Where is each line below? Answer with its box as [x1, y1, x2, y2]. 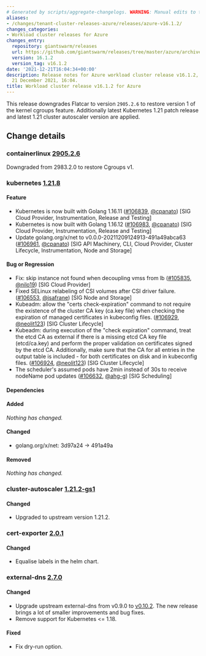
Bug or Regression [6, 260, 55, 268]
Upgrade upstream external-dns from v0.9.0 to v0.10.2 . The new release [15, 602, 198, 609]
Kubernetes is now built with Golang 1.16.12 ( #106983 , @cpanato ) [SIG [15, 221, 192, 228]
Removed [6, 456, 31, 463]
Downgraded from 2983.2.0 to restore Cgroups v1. [6, 163, 134, 171]
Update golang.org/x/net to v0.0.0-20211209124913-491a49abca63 [15, 233, 186, 241]
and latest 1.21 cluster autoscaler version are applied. [6, 113, 140, 120]
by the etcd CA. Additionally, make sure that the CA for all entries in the [15, 346, 195, 354]
